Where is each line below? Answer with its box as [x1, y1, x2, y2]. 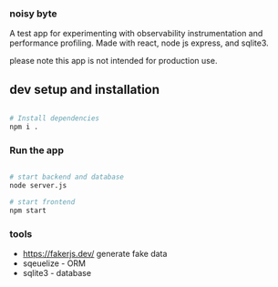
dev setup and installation [9, 81, 160, 97]
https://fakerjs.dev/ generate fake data [22, 248, 168, 259]
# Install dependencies [9, 114, 100, 123]
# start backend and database [9, 172, 125, 182]
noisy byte [9, 7, 57, 20]
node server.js [9, 181, 67, 190]
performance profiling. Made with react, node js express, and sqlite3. [9, 37, 269, 48]
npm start [9, 206, 47, 215]
